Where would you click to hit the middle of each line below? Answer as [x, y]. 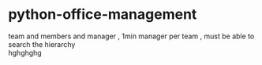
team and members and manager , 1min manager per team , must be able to [131, 36]
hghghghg [25, 52]
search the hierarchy [42, 44]
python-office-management [103, 14]
